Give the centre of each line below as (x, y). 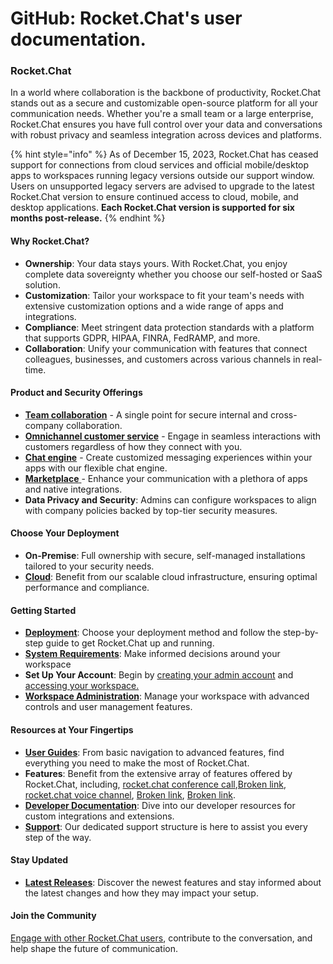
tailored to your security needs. (89, 566)
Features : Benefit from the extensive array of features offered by (158, 773)
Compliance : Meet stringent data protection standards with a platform (169, 327)
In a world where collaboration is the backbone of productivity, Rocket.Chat (166, 93)
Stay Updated (39, 860)
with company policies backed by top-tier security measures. (151, 510)
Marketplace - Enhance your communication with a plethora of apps (166, 478)
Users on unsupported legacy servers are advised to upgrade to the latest (162, 186)
